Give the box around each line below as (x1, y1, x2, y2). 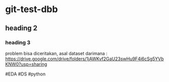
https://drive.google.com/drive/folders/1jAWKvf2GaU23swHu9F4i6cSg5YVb (5, 56, 164, 62)
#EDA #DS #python (5, 71, 46, 77)
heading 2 (5, 24, 38, 32)
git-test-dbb (5, 4, 58, 15)
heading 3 (5, 39, 31, 46)
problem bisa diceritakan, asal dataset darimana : (5, 50, 107, 56)
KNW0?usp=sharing (5, 61, 47, 67)
